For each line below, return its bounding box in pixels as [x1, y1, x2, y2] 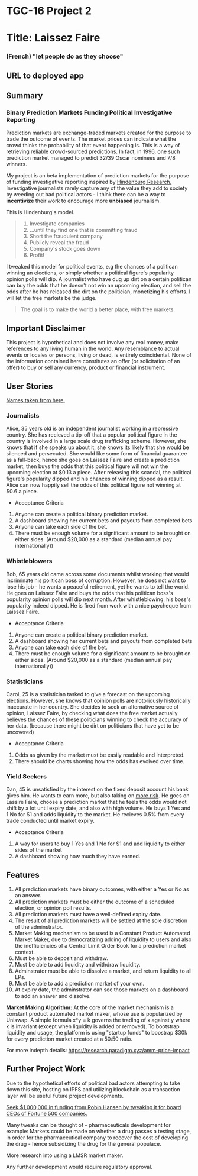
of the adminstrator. [14, 923, 63, 930]
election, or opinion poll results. [14, 904, 92, 912]
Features [6, 870, 40, 880]
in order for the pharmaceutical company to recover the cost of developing [6, 1134, 189, 1141]
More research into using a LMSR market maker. [6, 1152, 124, 1159]
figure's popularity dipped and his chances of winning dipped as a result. [6, 475, 184, 483]
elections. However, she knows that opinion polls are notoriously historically [6, 697, 191, 704]
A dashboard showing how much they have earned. [14, 853, 141, 860]
